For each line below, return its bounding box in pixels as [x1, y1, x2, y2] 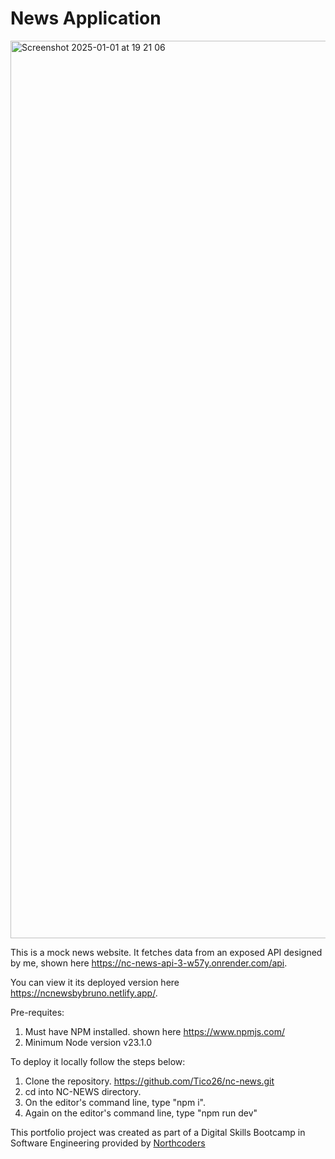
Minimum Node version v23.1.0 [24, 1036, 153, 1048]
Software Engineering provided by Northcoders [10, 1137, 206, 1149]
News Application [10, 7, 162, 30]
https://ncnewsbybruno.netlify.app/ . [10, 987, 158, 999]
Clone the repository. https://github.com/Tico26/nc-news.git [24, 1075, 275, 1087]
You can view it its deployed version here [10, 976, 180, 988]
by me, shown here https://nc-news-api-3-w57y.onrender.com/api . [10, 957, 288, 969]
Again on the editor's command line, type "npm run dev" [24, 1107, 258, 1119]
